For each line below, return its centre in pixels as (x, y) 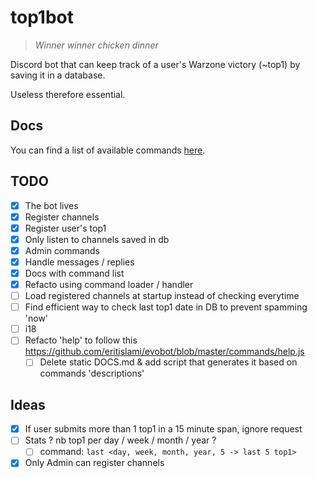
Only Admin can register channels (94, 463)
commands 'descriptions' (92, 373)
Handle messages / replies (79, 262)
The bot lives (51, 205)
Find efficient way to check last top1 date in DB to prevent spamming (166, 307)
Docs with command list (74, 273)
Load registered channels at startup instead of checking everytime (162, 296)
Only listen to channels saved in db (97, 239)
